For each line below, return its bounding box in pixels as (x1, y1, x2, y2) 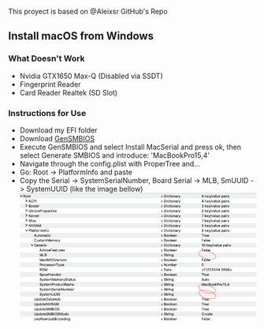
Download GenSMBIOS (19, 133, 95, 143)
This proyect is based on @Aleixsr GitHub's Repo (8, 7, 168, 16)
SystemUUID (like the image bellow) (26, 184, 143, 193)
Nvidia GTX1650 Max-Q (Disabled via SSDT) (19, 71, 163, 80)
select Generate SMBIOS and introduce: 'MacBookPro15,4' (19, 150, 210, 160)
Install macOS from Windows (8, 29, 154, 43)
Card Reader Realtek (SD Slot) (19, 88, 118, 97)
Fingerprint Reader (19, 79, 81, 89)
